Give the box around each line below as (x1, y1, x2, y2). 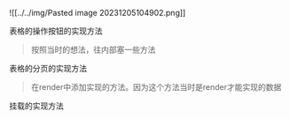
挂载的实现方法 (9, 100, 64, 111)
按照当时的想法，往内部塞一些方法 (30, 44, 156, 55)
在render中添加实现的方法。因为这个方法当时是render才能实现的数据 (30, 82, 282, 92)
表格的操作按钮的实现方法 (9, 26, 103, 36)
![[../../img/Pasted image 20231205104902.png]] (9, 8, 186, 18)
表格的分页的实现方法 (9, 63, 87, 73)
